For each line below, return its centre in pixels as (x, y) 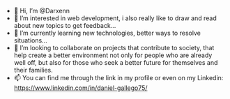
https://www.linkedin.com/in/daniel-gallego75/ (80, 88)
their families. (33, 70)
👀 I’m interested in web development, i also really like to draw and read (115, 18)
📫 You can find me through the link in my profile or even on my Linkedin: (118, 78)
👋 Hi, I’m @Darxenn (42, 11)
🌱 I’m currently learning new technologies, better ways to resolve (107, 33)
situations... (30, 40)
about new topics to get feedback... (65, 25)
